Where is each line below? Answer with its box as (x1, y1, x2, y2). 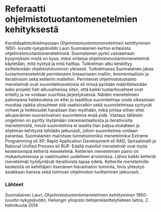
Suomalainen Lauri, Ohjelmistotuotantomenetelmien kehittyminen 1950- (5, 192, 148, 198)
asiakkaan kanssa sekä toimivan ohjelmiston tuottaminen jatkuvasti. (5, 169, 140, 175)
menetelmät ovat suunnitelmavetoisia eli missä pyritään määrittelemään (5, 81, 147, 87)
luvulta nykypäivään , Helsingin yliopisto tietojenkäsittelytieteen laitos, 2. (5, 197, 149, 203)
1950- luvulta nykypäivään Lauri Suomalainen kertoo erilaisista (5, 45, 131, 51)
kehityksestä (5, 24, 59, 35)
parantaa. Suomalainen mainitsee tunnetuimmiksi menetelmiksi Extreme (5, 132, 149, 139)
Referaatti (5, 3, 46, 15)
